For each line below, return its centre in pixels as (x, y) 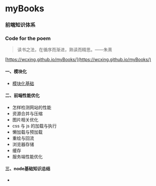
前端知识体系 (20, 25)
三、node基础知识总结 (28, 169)
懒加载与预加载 (27, 132)
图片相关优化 (25, 120)
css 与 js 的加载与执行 (34, 125)
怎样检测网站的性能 (32, 107)
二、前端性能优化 (22, 95)
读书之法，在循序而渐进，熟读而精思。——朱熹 (64, 50)
